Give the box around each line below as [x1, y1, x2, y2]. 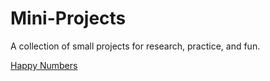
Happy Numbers [10, 59, 78, 71]
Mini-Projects [10, 7, 127, 30]
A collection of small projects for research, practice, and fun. [10, 40, 261, 52]
